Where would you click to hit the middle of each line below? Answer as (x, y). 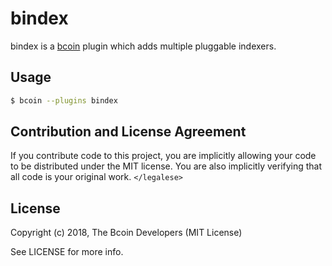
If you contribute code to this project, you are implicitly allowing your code (163, 156)
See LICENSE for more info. (67, 252)
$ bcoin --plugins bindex (64, 100)
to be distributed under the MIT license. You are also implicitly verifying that (166, 166)
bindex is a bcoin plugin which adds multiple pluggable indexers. (143, 46)
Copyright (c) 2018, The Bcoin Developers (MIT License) (126, 233)
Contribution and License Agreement (128, 132)
